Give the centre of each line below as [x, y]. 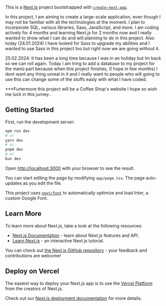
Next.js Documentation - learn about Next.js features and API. [76, 235]
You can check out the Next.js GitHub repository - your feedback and [76, 250]
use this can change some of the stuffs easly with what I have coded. [76, 79]
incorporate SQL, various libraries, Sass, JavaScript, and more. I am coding [82, 27]
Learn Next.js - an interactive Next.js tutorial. [58, 240]
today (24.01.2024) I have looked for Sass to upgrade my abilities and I [78, 43]
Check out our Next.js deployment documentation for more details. [74, 298]
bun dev [13, 159]
